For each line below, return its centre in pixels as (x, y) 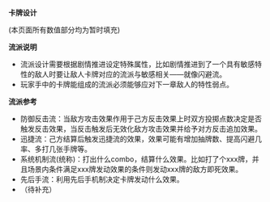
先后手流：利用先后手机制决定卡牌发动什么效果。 (102, 179)
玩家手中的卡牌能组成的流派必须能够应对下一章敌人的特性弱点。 (126, 84)
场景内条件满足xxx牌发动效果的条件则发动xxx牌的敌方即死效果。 (135, 169)
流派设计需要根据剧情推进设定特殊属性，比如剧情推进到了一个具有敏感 (137, 64)
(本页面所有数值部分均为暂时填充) (64, 30)
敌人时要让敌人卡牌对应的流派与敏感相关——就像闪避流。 (131, 74)
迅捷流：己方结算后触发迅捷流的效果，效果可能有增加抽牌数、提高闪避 (137, 139)
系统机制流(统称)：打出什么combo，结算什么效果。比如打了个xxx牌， (136, 159)
